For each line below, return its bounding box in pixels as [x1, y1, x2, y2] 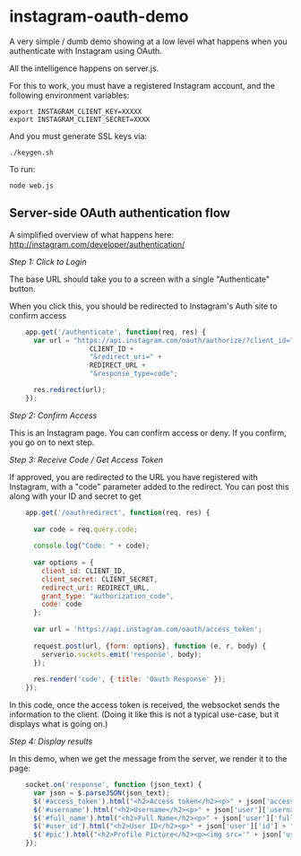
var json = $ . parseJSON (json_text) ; [32, 788, 170, 798]
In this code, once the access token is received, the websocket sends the [9, 700, 280, 710]
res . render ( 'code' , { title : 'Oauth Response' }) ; [32, 675, 227, 684]
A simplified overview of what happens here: [9, 229, 175, 240]
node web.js [9, 181, 54, 190]
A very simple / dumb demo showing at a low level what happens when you [9, 36, 288, 47]
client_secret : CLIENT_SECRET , [41, 574, 159, 584]
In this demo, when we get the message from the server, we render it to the [9, 754, 288, 764]
